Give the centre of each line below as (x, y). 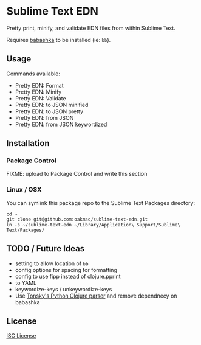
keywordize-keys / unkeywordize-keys (63, 289)
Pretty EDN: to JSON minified (52, 105)
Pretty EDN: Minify (38, 92)
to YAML (26, 283)
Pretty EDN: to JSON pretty (49, 111)
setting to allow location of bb (52, 263)
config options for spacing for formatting (66, 270)
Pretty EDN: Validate (40, 98)
